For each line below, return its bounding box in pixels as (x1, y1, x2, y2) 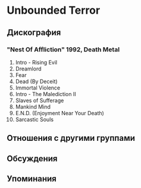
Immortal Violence (15, 84, 61, 91)
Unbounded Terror (7, 4, 101, 17)
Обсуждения (7, 153, 58, 164)
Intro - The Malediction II (15, 90, 76, 97)
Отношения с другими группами (7, 133, 136, 143)
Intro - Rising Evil (15, 58, 58, 66)
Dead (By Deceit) (15, 78, 58, 85)
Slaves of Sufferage (15, 97, 64, 104)
